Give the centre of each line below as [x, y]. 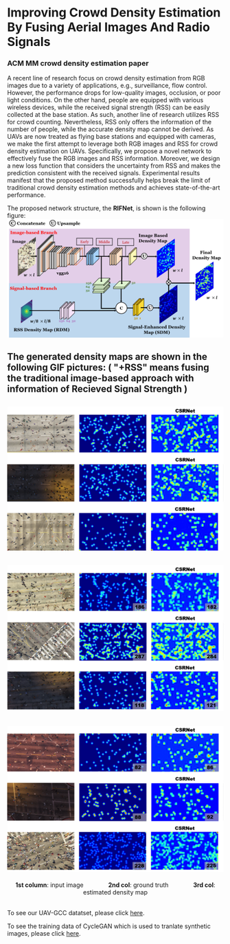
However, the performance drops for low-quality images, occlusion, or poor [114, 93]
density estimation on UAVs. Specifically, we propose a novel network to [110, 151]
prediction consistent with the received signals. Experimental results [104, 173]
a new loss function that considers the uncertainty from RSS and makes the [114, 166]
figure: [16, 216]
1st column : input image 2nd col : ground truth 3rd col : [115, 885]
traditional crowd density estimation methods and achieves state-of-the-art [114, 188]
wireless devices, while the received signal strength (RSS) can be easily [109, 107]
